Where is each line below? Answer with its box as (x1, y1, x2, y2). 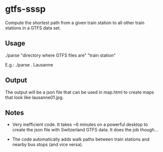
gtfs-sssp (5, 3, 46, 15)
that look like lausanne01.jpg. (5, 94, 64, 100)
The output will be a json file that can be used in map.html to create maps (5, 89, 154, 95)
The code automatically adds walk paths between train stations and (12, 136, 150, 142)
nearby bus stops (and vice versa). (12, 142, 83, 148)
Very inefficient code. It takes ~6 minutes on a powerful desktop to (12, 122, 148, 127)
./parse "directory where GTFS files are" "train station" (5, 52, 116, 58)
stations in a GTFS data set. (5, 25, 61, 30)
